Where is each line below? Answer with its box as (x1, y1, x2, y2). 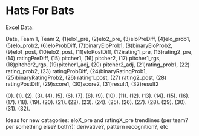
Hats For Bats (5, 4, 74, 18)
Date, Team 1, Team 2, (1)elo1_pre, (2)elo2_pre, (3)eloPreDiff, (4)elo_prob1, (5, 35, 191, 42)
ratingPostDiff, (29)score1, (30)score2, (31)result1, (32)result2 (5, 80, 159, 88)
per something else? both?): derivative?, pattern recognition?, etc (5, 123, 169, 130)
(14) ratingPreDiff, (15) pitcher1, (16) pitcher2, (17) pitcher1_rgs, (5, 54, 161, 62)
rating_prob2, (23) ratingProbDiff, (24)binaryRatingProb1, (5, 67, 148, 74)
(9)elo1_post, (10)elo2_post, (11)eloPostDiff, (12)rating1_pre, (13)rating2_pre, (5, 48, 193, 55)
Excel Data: (5, 24, 34, 31)
